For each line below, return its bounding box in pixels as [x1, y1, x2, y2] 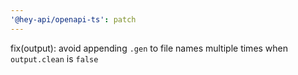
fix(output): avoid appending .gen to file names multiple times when [10, 42, 289, 54]
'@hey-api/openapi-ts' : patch [10, 14, 137, 25]
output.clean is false [10, 52, 99, 65]
